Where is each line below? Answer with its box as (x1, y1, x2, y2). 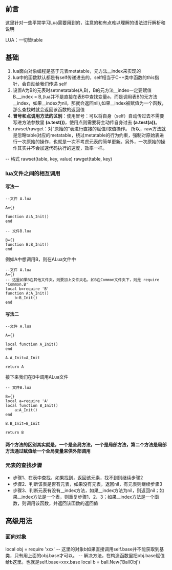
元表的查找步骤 (5, 462, 42, 469)
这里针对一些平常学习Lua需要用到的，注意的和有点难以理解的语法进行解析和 (5, 19, 166, 26)
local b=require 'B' (5, 286, 50, 291)
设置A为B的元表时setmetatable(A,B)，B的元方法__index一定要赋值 (12, 87, 152, 93)
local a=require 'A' (5, 398, 50, 404)
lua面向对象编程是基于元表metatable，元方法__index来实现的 (12, 68, 141, 74)
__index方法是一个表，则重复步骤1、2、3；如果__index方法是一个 (17, 494, 155, 500)
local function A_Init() (5, 342, 58, 347)
